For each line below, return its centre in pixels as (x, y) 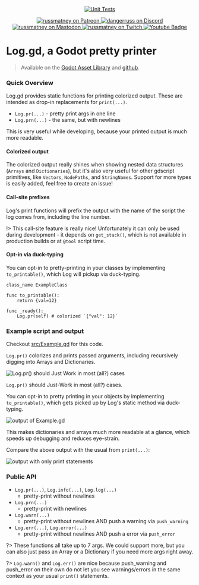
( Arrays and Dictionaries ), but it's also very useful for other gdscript (90, 171)
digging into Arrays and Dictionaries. (51, 362)
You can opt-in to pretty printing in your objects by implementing (85, 397)
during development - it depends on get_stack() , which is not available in (96, 234)
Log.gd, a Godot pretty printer (81, 51)
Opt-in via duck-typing (35, 254)
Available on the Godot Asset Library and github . (80, 67)
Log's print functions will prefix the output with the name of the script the (96, 210)
